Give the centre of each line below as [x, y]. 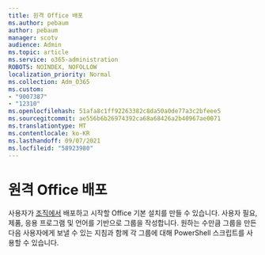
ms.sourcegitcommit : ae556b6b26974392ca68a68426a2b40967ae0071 [115, 119]
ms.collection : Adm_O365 [49, 82]
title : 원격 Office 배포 [46, 15]
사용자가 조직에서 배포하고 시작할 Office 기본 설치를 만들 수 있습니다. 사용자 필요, [133, 213]
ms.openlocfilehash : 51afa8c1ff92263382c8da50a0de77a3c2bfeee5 [115, 112]
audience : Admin [35, 45]
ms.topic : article [38, 52]
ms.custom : [26, 89]
